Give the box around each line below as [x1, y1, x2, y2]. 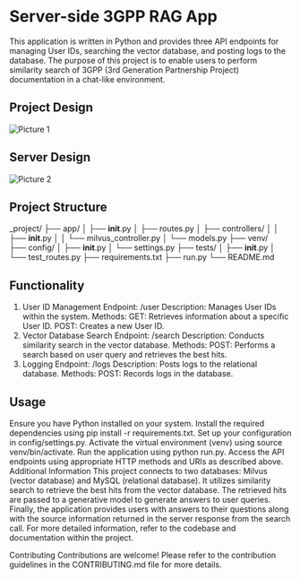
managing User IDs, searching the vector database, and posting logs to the [9, 45, 287, 56]
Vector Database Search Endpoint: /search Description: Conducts [21, 330, 265, 341]
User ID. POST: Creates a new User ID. [21, 321, 165, 332]
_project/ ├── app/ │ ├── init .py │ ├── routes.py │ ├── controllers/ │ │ [9, 223, 279, 234]
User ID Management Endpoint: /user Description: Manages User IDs [21, 302, 277, 313]
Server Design [9, 150, 91, 165]
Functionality [9, 278, 85, 293]
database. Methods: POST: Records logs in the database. [21, 368, 234, 379]
